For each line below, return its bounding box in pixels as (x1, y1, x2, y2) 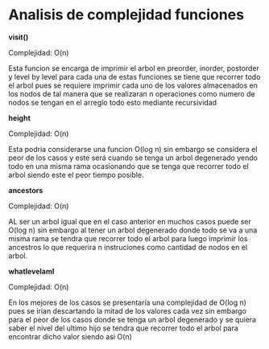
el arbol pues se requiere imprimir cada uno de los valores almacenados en (8, 80, 258, 90)
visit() (8, 32, 29, 42)
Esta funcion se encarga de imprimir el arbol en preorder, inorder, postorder (8, 63, 260, 73)
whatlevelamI (8, 266, 55, 276)
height (8, 113, 31, 122)
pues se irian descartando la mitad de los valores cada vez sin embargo (8, 306, 247, 315)
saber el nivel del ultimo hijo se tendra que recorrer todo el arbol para (8, 323, 239, 333)
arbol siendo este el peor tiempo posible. (8, 170, 144, 179)
